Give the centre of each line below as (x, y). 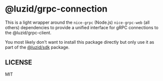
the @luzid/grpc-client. (28, 32)
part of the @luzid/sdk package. (37, 47)
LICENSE (19, 62)
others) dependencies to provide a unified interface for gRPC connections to (82, 27)
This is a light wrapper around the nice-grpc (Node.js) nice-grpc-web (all (77, 22)
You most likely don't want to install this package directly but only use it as (80, 42)
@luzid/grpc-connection (56, 9)
